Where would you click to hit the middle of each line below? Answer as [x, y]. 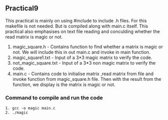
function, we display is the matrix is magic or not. [64, 84]
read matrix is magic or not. [34, 37]
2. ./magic [17, 113]
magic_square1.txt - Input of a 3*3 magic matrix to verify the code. [82, 57]
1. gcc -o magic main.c [30, 108]
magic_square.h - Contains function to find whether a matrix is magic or [88, 47]
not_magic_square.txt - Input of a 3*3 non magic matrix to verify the [84, 63]
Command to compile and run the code [54, 98]
